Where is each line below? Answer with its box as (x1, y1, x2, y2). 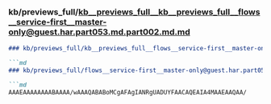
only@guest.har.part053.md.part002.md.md (8, 26, 191, 38)
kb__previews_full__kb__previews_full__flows (77, 6, 261, 18)
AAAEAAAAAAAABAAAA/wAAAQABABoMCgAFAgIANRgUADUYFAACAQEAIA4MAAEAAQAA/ (8, 88, 248, 96)
